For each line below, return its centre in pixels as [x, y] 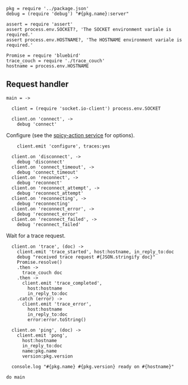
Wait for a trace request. [36, 235]
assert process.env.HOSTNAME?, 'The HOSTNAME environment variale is [94, 40]
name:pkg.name [40, 351]
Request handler [37, 84]
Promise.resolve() [40, 262]
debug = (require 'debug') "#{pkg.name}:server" [68, 14]
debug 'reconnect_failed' [49, 224]
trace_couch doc [42, 272]
